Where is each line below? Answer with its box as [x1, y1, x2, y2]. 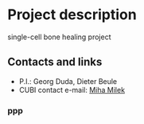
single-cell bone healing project [7, 32, 111, 42]
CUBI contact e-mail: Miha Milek [18, 85, 125, 94]
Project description [7, 6, 137, 24]
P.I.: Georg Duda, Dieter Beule [18, 76, 118, 86]
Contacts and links [7, 55, 103, 69]
